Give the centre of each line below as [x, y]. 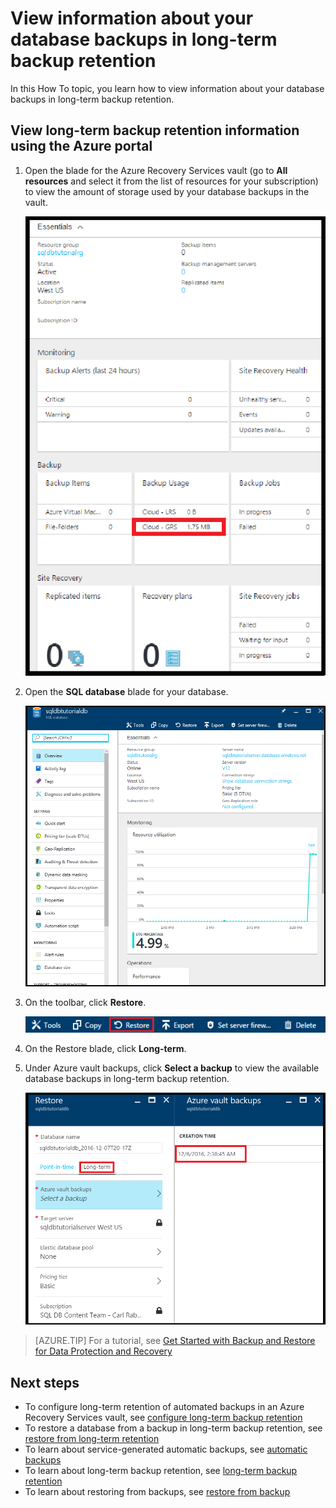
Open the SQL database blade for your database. [126, 692]
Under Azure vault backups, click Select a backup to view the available [172, 1068]
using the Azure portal [81, 146]
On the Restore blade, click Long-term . [105, 1048]
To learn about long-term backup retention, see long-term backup [161, 1471]
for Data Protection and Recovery [103, 1351]
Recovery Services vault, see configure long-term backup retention [163, 1418]
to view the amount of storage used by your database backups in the [167, 191]
